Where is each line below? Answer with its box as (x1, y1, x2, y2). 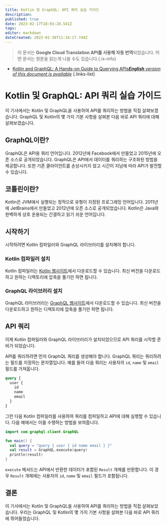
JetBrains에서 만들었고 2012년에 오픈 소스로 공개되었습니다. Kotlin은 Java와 (10, 205, 159, 211)
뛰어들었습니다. (10, 515, 40, 522)
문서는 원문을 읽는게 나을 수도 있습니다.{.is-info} (22, 55, 117, 61)
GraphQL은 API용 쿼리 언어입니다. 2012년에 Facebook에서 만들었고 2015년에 (5, 150, 157, 156)
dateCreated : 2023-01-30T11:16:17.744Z (5, 35, 88, 40)
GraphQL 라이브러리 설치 (5, 287, 63, 294)
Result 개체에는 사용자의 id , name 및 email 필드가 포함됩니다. (10, 473, 129, 479)
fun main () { (5, 438, 32, 443)
